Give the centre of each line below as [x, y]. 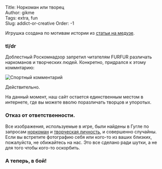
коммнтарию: [20, 68]
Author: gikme [20, 13]
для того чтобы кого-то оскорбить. [43, 147]
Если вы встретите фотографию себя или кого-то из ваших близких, [78, 137]
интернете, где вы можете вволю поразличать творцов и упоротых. [78, 102]
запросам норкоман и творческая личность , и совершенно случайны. [81, 132]
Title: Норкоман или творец [35, 7]
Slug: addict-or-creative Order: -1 [40, 23]
